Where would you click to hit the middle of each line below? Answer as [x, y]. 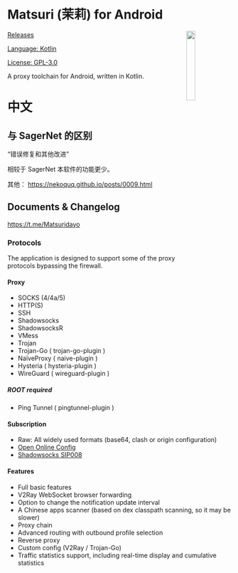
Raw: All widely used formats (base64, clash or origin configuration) [117, 440]
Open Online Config [47, 447]
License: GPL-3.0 [33, 62]
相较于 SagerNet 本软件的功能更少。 [60, 169]
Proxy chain [35, 525]
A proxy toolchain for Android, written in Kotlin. [76, 76]
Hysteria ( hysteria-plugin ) [57, 366]
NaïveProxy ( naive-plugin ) [58, 358]
